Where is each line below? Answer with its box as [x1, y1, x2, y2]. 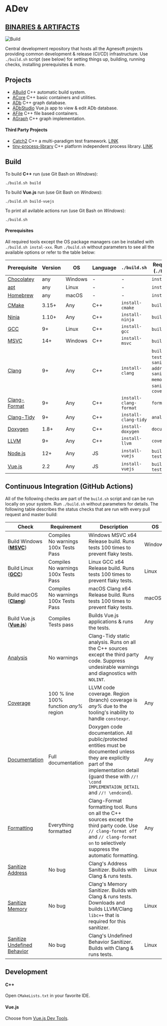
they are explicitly [88, 754, 130, 761]
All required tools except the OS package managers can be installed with [5, 239, 154, 245]
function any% [48, 703, 83, 710]
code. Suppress [88, 657, 125, 664]
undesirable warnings [88, 663, 139, 670]
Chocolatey [7, 276, 35, 283]
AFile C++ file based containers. [12, 110, 79, 116]
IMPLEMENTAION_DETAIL [88, 784, 140, 790]
